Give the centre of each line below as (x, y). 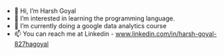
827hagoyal (31, 44)
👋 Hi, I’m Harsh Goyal (45, 11)
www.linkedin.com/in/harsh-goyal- (166, 34)
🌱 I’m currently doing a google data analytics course (90, 26)
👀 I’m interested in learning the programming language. (94, 18)
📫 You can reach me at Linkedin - (64, 34)
